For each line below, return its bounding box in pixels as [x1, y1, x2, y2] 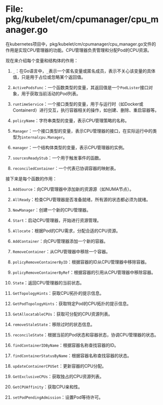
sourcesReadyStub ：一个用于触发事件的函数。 [12, 155, 104, 161]
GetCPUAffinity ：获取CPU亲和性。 [12, 383, 82, 390]
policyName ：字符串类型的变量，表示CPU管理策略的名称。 [12, 118, 129, 123]
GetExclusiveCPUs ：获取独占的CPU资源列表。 [12, 373, 104, 379]
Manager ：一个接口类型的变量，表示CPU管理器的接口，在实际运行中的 [12, 128, 153, 134]
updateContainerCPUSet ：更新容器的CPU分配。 [12, 363, 106, 369]
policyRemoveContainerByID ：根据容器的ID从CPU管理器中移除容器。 [12, 259, 149, 265]
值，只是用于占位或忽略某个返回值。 [12, 74, 86, 80]
